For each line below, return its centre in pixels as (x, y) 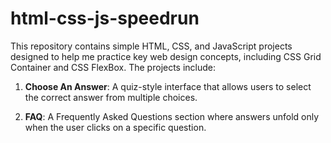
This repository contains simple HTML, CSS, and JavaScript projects (151, 46)
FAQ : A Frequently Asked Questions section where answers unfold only (172, 116)
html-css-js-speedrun (105, 18)
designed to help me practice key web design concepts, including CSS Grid (166, 56)
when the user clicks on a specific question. (115, 127)
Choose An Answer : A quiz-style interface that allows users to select (168, 86)
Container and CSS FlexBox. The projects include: (113, 67)
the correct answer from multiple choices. (111, 97)
